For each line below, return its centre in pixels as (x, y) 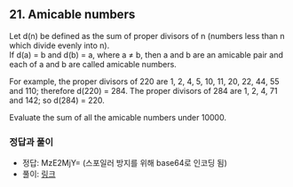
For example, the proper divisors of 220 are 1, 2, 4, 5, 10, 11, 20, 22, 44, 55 (144, 81)
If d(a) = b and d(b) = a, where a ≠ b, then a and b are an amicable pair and (146, 55)
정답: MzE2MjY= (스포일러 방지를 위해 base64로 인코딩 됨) (125, 163)
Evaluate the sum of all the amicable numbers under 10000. (118, 117)
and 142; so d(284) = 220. (57, 100)
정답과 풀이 (32, 142)
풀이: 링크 (39, 174)
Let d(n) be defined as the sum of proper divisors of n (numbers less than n (147, 35)
